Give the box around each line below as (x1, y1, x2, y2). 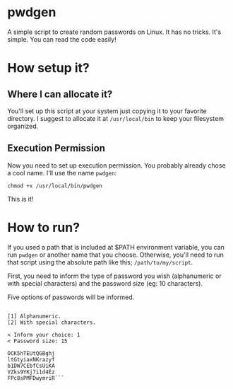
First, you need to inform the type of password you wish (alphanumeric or (7, 272, 222, 280)
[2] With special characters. (7, 319, 97, 326)
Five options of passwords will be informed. (7, 293, 135, 301)
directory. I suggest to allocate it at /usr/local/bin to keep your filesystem (7, 114, 225, 122)
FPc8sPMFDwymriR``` (7, 374, 65, 382)
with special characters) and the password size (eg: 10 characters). (7, 279, 203, 287)
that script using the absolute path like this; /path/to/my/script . (7, 257, 193, 266)
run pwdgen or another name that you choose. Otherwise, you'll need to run (7, 250, 224, 259)
